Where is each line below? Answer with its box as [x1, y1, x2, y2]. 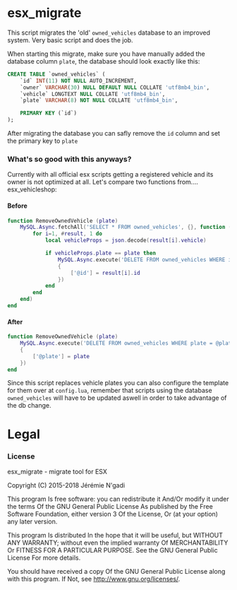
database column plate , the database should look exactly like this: [7, 57, 200, 65]
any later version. [7, 517, 58, 526]
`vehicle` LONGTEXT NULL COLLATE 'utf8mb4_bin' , [20, 90, 166, 98]
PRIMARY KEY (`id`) [20, 110, 78, 117]
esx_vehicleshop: [7, 185, 58, 194]
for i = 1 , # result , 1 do [32, 230, 102, 237]
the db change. [7, 401, 51, 410]
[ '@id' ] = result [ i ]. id [70, 269, 140, 276]
